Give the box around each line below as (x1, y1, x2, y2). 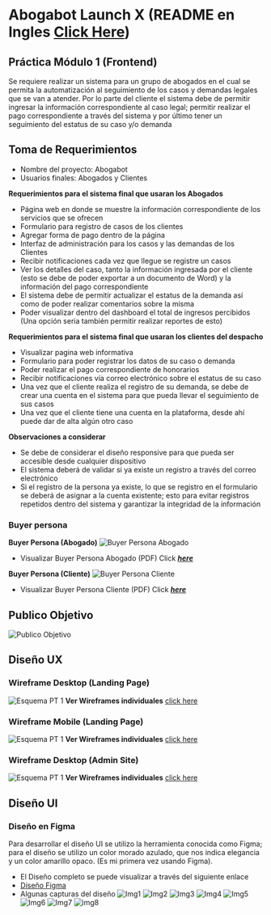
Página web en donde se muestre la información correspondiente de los (19, 204, 261, 214)
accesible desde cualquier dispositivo (19, 455, 146, 466)
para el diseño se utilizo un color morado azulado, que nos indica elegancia (8, 847, 260, 857)
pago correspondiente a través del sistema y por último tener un (8, 111, 222, 121)
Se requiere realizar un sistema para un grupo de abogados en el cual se (8, 77, 251, 86)
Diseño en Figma (8, 820, 75, 832)
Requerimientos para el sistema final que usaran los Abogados (8, 189, 224, 198)
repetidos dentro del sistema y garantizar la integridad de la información (19, 499, 261, 509)
